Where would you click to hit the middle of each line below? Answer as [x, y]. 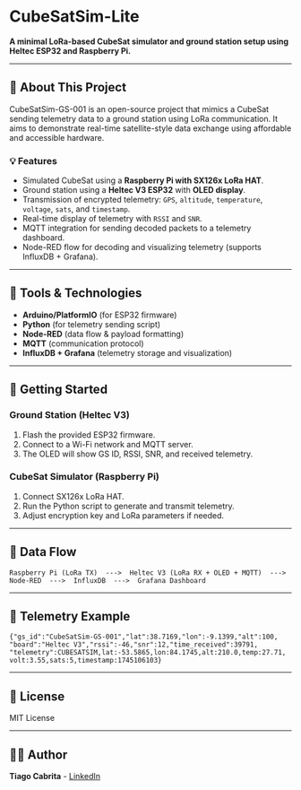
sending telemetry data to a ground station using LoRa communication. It [143, 118]
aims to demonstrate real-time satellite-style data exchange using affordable [150, 128]
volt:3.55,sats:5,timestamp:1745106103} [86, 661]
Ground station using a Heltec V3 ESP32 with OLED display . [134, 190]
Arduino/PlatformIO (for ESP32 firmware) [99, 315]
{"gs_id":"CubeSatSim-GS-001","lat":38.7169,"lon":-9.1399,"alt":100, [144, 637]
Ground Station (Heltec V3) [69, 415]
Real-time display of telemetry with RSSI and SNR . [112, 219]
